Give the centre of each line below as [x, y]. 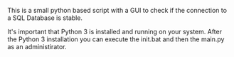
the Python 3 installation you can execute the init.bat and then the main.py [116, 39]
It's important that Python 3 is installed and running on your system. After [115, 32]
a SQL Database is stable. [45, 18]
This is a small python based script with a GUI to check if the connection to [117, 10]
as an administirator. [37, 47]
